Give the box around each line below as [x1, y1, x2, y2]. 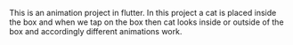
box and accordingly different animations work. [9, 26, 183, 36]
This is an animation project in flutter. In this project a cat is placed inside [9, 8, 277, 18]
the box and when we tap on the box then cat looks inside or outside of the [9, 17, 284, 27]
